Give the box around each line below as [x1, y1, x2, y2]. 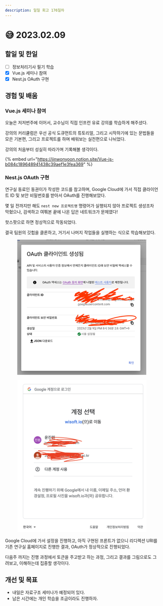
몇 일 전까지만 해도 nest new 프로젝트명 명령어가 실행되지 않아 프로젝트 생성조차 [5, 203, 154, 208]
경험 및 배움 [5, 92, 38, 100]
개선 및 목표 [5, 575, 38, 584]
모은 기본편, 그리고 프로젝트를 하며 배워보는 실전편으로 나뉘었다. [5, 136, 126, 142]
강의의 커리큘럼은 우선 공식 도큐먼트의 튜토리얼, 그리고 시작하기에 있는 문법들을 [5, 130, 155, 136]
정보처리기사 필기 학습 [12, 64, 54, 70]
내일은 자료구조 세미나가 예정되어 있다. [12, 589, 85, 595]
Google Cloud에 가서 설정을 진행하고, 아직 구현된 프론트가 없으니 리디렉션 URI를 [5, 537, 158, 543]
